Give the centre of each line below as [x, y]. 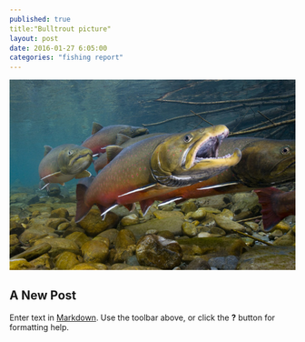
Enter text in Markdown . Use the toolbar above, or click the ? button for [142, 317]
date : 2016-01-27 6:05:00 [58, 48]
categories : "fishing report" [67, 58]
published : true [40, 19]
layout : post [34, 38]
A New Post [43, 296]
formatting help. [39, 327]
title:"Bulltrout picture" [60, 29]
